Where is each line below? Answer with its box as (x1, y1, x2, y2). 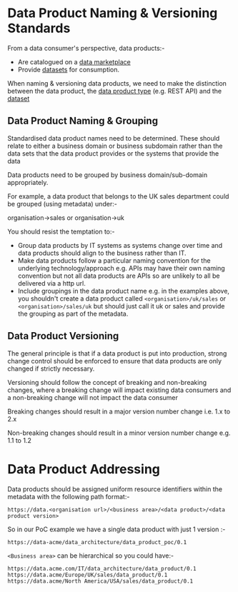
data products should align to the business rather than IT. (17, 249, 187, 257)
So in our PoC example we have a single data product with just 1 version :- (7, 525, 226, 533)
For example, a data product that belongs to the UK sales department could (7, 191, 229, 201)
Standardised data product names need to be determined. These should (7, 134, 220, 142)
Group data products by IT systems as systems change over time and (17, 241, 223, 249)
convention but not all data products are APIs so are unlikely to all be (17, 271, 220, 280)
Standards (7, 20, 71, 36)
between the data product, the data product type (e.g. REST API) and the (7, 86, 222, 95)
